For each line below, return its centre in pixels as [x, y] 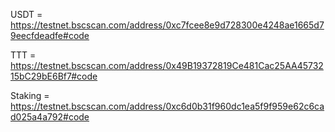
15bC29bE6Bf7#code [54, 76]
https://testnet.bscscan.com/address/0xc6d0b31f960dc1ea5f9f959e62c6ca [167, 106]
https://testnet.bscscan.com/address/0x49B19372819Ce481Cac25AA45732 [167, 65]
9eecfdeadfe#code [50, 35]
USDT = [26, 14]
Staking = [30, 95]
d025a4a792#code [50, 117]
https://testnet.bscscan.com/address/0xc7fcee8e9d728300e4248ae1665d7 [167, 25]
